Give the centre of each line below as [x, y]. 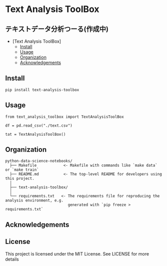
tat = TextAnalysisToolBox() [35, 134]
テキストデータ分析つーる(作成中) [57, 29]
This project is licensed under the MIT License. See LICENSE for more [77, 253]
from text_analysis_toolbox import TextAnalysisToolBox [64, 117]
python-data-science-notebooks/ [39, 161]
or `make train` [22, 170]
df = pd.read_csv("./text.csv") [39, 125]
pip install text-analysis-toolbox [42, 90]
